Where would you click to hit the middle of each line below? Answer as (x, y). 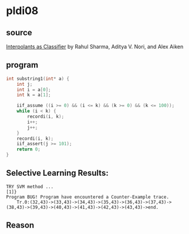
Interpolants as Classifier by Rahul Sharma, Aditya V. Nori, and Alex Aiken (95, 46)
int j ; (25, 84)
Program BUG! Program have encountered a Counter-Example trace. (87, 197)
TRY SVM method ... (30, 186)
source (19, 33)
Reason (20, 225)
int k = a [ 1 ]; (34, 95)
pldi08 (22, 11)
